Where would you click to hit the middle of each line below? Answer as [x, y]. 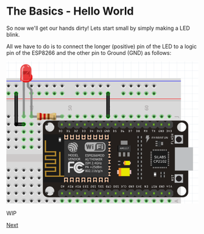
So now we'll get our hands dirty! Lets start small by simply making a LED [98, 28]
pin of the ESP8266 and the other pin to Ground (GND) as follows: [89, 52]
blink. [13, 34]
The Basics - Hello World [70, 11]
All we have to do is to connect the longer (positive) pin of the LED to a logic [101, 46]
